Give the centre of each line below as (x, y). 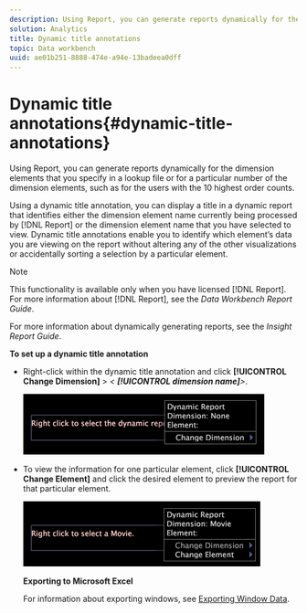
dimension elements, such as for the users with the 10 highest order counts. (152, 188)
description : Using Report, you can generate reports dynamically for (147, 19)
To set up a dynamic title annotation (79, 354)
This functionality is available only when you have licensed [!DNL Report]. (148, 290)
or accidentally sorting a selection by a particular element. (119, 254)
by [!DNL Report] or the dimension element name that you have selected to (150, 225)
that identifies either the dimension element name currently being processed (153, 216)
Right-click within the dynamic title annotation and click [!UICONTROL (154, 372)
